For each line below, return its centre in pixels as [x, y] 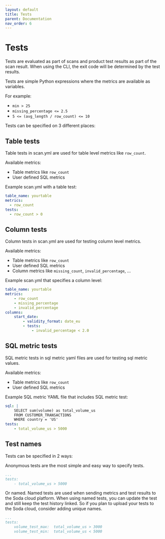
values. [12, 363]
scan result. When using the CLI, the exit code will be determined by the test [82, 66]
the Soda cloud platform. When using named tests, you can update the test [81, 498]
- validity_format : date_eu [51, 321]
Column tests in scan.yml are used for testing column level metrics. [73, 241]
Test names [23, 444]
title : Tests [18, 14]
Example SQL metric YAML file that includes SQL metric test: [66, 397]
